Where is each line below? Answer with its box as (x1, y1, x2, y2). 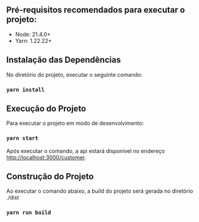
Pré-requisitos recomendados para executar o (6, 5, 186, 15)
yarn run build (6, 209, 52, 216)
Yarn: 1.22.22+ (15, 37, 52, 45)
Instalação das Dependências (6, 55, 121, 65)
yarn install (6, 86, 45, 93)
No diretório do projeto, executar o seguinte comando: (6, 71, 143, 78)
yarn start (6, 135, 38, 142)
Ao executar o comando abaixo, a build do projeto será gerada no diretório (6, 187, 194, 195)
